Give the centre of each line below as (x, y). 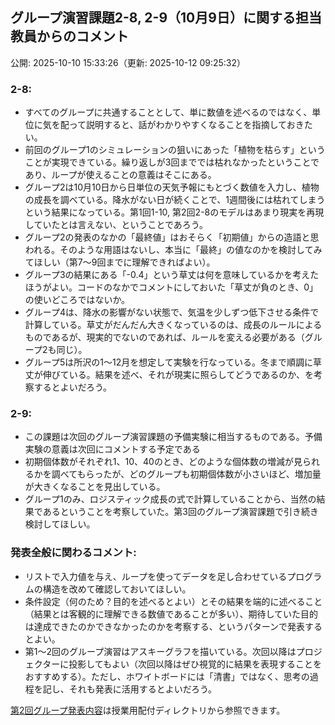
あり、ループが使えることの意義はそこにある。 (120, 175)
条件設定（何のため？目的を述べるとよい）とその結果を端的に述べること (173, 601)
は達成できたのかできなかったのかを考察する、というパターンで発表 (165, 626)
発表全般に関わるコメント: (73, 553)
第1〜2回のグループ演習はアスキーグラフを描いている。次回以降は (160, 651)
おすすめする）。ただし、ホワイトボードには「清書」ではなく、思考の (167, 676)
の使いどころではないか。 (77, 300)
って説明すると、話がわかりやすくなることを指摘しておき (186, 125)
